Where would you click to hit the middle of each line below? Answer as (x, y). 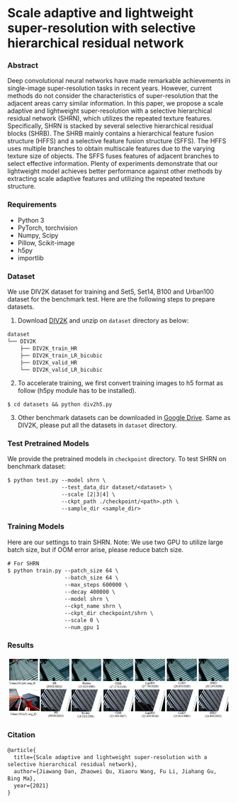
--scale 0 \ (82, 620)
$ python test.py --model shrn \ (57, 480)
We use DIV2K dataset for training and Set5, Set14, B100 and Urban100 (111, 292)
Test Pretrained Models (49, 443)
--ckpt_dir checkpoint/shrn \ (109, 613)
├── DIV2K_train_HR (49, 349)
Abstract (23, 65)
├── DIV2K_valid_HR (49, 363)
